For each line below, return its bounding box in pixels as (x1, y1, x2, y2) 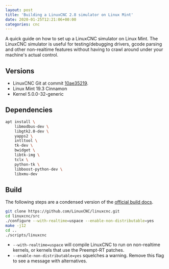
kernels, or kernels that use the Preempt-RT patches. (12, 247, 125, 253)
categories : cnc (5, 21, 40, 27)
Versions (5, 67, 35, 75)
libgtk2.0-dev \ (14, 128, 50, 134)
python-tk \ (14, 162, 40, 167)
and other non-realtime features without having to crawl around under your (5, 46, 163, 52)
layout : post (5, 7, 33, 13)
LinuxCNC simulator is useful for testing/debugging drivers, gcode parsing (5, 41, 162, 47)
